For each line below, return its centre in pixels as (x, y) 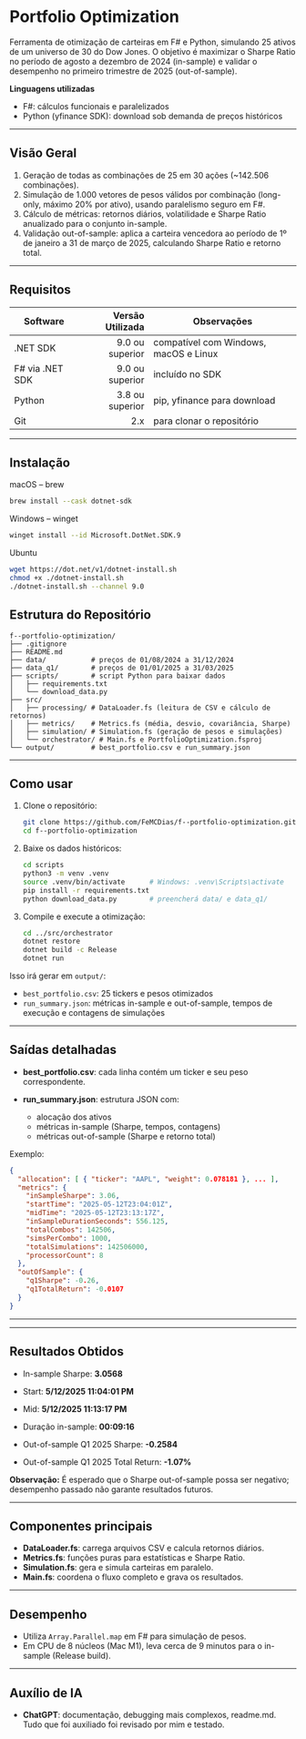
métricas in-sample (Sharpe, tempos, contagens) (128, 1126)
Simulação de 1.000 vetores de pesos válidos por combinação (139, 194)
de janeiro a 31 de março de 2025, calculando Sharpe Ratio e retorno (152, 242)
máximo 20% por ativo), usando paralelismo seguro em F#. (154, 204)
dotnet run (43, 958)
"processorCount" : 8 (65, 1255)
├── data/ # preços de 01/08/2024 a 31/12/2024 (122, 660)
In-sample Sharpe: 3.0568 (72, 1374)
